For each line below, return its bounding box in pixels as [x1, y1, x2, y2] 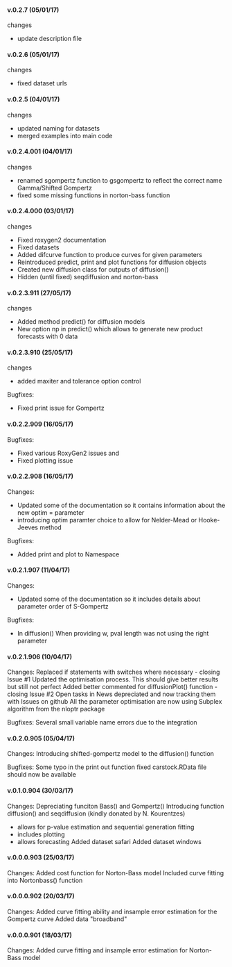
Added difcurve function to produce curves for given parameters [17, 251, 203, 259]
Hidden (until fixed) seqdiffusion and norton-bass [17, 273, 159, 281]
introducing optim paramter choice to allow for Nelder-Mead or [17, 515, 197, 524]
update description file [17, 35, 82, 43]
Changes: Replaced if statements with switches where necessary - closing [7, 668, 220, 677]
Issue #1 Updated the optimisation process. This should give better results [7, 675, 219, 684]
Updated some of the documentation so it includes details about [17, 595, 201, 604]
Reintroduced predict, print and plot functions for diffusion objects [17, 258, 206, 267]
